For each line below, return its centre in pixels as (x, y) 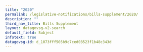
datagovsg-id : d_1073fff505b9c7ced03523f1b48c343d (58, 42)
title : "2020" (20, 10)
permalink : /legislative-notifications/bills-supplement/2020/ (72, 14)
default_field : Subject (30, 33)
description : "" (22, 19)
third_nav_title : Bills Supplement (42, 24)
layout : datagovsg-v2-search (35, 28)
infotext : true (21, 38)
